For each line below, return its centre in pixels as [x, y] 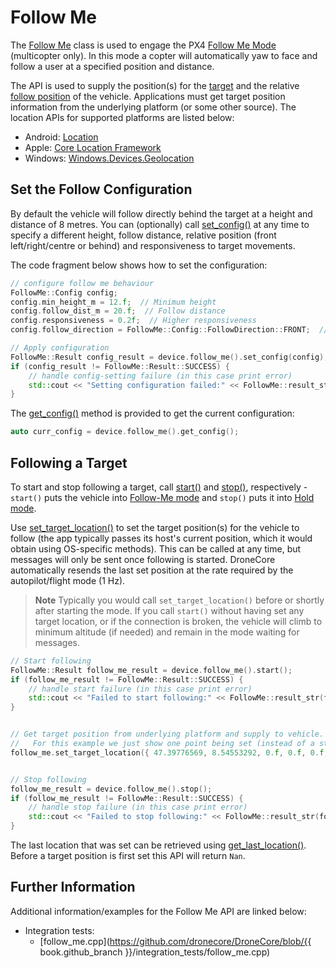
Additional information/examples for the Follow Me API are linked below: [158, 911]
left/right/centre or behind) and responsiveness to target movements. [153, 245]
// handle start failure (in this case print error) [140, 689]
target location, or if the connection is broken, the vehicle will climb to [178, 621]
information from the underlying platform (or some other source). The [153, 107]
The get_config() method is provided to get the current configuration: [152, 413]
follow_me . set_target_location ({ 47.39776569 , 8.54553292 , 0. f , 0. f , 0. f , [169, 752]
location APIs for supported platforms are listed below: [122, 117]
